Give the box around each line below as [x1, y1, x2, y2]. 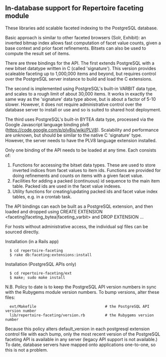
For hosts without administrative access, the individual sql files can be [5, 223, 148, 229]
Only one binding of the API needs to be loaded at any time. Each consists [5, 147, 157, 153]
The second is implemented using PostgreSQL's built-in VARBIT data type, [5, 86, 157, 91]
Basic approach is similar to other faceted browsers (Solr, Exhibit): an [5, 34, 146, 40]
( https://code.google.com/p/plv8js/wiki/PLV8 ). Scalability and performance [5, 127, 159, 133]
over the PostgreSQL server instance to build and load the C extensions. [5, 76, 153, 82]
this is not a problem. [5, 347, 48, 353]
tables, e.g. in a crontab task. [12, 193, 72, 199]
